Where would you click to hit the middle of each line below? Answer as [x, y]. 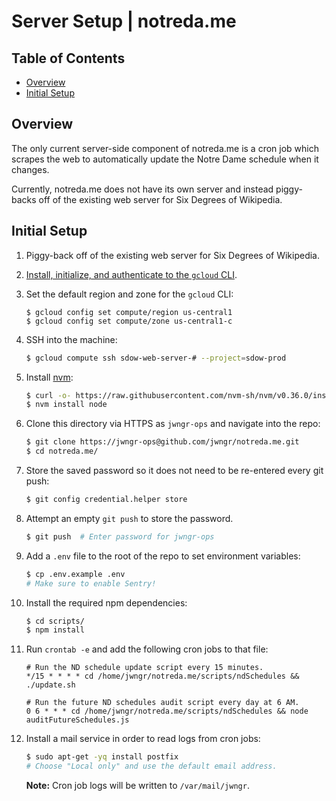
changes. [30, 169]
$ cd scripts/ [55, 621]
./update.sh [50, 685]
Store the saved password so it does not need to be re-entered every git [174, 470]
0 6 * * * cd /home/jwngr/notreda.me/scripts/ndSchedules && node [167, 711]
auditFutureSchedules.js [77, 720]
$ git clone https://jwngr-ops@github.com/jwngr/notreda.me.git [162, 442]
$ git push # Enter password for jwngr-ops [120, 536]
